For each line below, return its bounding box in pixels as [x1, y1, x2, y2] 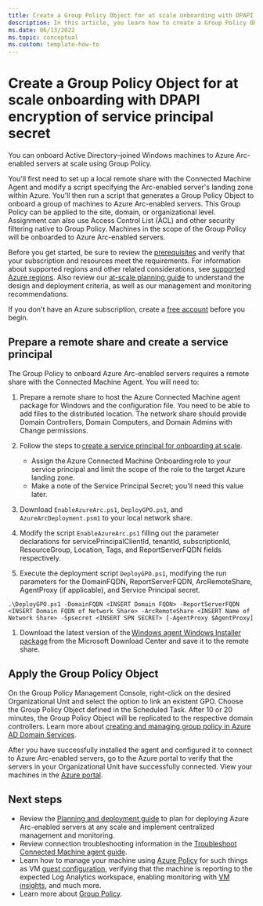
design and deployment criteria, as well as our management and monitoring [8, 281, 252, 290]
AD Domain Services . [8, 729, 77, 739]
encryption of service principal [8, 108, 214, 126]
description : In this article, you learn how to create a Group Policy [8, 19, 247, 27]
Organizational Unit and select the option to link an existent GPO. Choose [8, 696, 244, 706]
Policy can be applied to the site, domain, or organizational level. [8, 207, 216, 217]
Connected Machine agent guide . [19, 847, 128, 857]
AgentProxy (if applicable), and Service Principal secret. [19, 585, 201, 594]
